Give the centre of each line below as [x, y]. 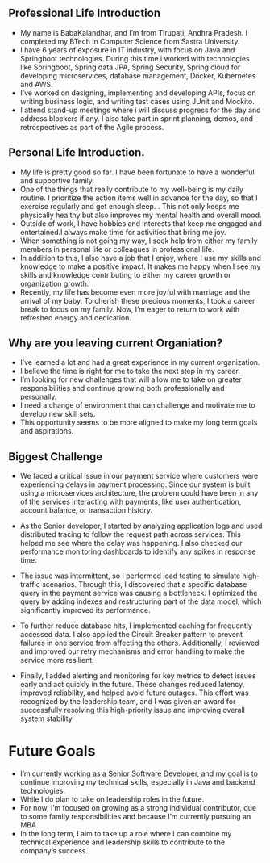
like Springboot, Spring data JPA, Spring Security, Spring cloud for [130, 67]
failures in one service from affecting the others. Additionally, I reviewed [139, 643]
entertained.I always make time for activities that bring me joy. [123, 232]
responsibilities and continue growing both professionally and [122, 388]
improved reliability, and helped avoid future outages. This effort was [134, 693]
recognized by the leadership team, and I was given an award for [128, 702]
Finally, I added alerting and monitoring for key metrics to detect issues [138, 676]
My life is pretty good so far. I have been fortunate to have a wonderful [137, 172]
